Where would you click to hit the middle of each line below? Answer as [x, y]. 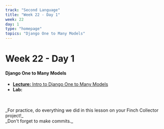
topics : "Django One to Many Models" [45, 34]
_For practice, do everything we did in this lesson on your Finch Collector [82, 110]
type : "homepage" [24, 29]
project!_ [15, 116]
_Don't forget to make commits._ [39, 121]
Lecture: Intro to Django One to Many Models [60, 84]
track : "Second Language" [33, 10]
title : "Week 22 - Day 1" [33, 15]
